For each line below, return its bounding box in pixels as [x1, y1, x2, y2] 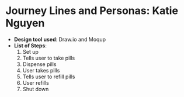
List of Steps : [13, 42, 47, 49]
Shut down [22, 85, 49, 92]
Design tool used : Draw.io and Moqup [13, 36, 106, 43]
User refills [22, 79, 49, 86]
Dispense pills [22, 60, 57, 68]
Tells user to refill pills [22, 73, 75, 80]
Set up [22, 48, 39, 55]
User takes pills [22, 67, 60, 74]
